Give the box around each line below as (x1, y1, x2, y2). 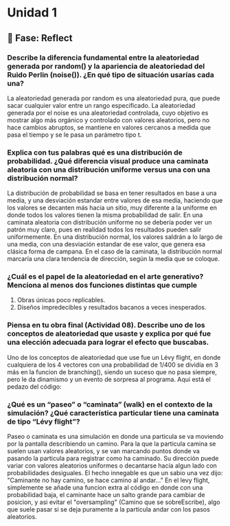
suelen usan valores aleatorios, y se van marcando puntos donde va (7, 447, 200, 455)
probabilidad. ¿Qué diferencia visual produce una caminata (7, 156, 209, 165)
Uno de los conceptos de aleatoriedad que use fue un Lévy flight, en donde (7, 353, 221, 361)
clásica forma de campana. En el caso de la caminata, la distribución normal (7, 247, 222, 255)
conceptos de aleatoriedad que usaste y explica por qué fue (7, 329, 211, 339)
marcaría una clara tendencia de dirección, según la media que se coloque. (7, 255, 220, 263)
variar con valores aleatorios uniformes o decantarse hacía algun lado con (7, 461, 218, 470)
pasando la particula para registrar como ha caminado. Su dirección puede (7, 455, 219, 463)
